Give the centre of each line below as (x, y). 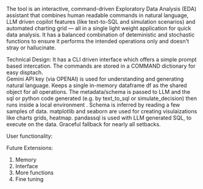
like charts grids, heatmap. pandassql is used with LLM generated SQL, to (99, 118)
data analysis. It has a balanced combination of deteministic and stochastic (101, 35)
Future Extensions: (30, 148)
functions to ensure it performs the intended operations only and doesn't (98, 41)
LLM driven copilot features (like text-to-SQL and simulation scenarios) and (101, 22)
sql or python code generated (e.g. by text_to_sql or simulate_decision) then (101, 98)
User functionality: (30, 136)
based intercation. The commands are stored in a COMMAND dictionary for (101, 66)
